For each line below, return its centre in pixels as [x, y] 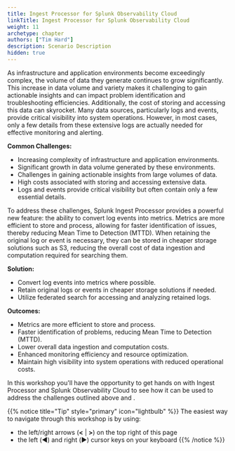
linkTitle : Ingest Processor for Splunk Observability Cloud [99, 20]
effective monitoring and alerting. [55, 132]
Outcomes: [24, 311]
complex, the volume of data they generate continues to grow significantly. [115, 80]
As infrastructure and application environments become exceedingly [106, 73]
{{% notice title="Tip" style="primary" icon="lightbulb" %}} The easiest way [117, 411]
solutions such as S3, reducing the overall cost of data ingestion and [106, 248]
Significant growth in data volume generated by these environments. [116, 167]
